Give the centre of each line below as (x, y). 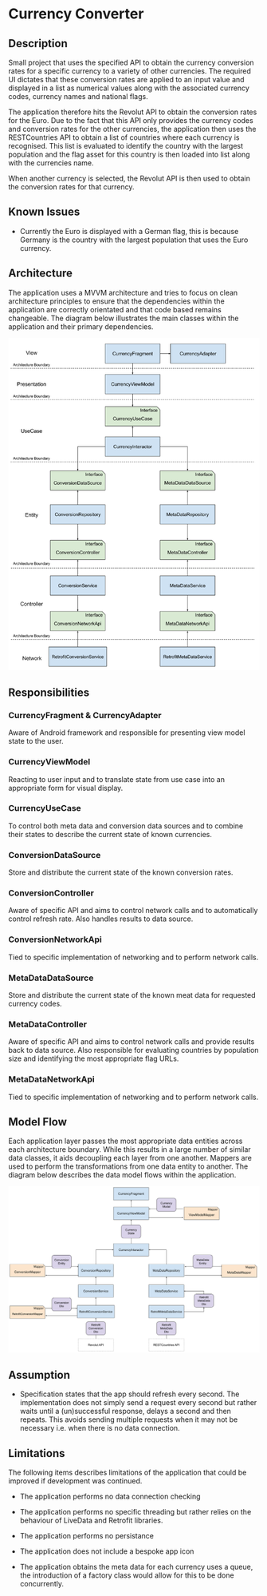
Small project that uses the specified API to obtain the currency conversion (131, 62)
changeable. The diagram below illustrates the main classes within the (124, 318)
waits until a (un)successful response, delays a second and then (125, 1411)
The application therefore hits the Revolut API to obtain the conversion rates (133, 112)
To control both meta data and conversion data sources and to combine (126, 826)
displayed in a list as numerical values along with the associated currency (129, 88)
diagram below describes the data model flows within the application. (122, 1175)
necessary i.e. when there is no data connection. (100, 1428)
